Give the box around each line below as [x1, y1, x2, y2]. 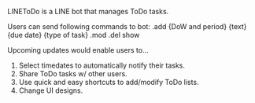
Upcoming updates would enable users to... [7, 46, 149, 54]
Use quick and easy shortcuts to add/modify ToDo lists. [18, 78, 199, 86]
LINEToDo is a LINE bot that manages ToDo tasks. [7, 7, 169, 16]
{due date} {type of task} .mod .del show [7, 31, 140, 39]
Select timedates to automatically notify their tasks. [18, 61, 186, 70]
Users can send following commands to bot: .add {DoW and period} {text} [7, 22, 247, 31]
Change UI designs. [18, 86, 83, 95]
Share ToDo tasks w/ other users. [18, 69, 128, 78]
